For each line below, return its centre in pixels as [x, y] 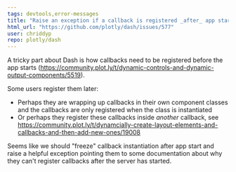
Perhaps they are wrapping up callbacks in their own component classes [123, 102]
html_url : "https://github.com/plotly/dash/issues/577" [91, 27]
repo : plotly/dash [34, 40]
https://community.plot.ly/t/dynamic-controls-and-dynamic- [127, 68]
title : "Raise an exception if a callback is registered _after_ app [111, 20]
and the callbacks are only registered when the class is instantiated [115, 110]
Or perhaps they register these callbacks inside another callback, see [118, 118]
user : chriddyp [29, 33]
